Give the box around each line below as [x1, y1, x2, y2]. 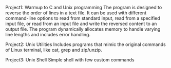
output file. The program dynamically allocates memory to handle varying [5, 26, 161, 32]
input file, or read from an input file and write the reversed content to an [5, 20, 157, 27]
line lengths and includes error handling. [5, 32, 91, 37]
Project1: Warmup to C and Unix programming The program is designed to [5, 5, 162, 10]
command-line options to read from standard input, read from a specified [5, 15, 160, 21]
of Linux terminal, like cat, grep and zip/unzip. [5, 47, 102, 53]
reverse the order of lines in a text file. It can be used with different [5, 10, 146, 16]
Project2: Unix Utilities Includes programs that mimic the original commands [5, 41, 166, 48]
